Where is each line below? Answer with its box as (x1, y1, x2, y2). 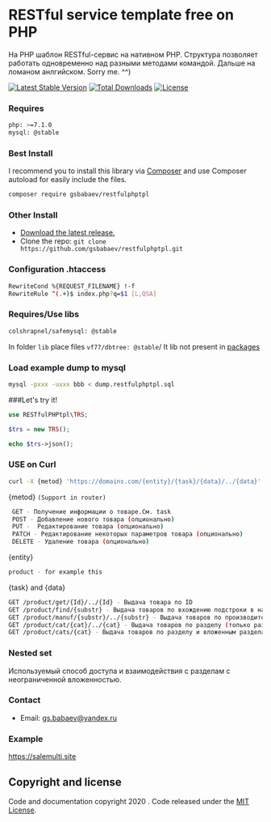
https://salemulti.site (8, 752, 77, 761)
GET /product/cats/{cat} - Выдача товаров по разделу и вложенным (8, 629, 236, 637)
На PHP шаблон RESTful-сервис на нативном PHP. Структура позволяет (8, 49, 258, 59)
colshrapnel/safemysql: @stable (8, 327, 117, 335)
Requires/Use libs (8, 309, 79, 320)
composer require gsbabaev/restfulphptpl (8, 190, 150, 199)
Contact (8, 694, 41, 705)
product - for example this (8, 568, 103, 576)
